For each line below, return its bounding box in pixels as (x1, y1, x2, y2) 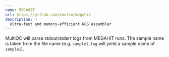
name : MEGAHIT (5, 7, 35, 13)
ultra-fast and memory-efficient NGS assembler (10, 21, 112, 27)
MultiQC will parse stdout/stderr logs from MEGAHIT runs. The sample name (5, 35, 164, 41)
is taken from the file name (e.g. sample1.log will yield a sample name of (5, 41, 155, 47)
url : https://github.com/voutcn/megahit (5, 12, 92, 17)
